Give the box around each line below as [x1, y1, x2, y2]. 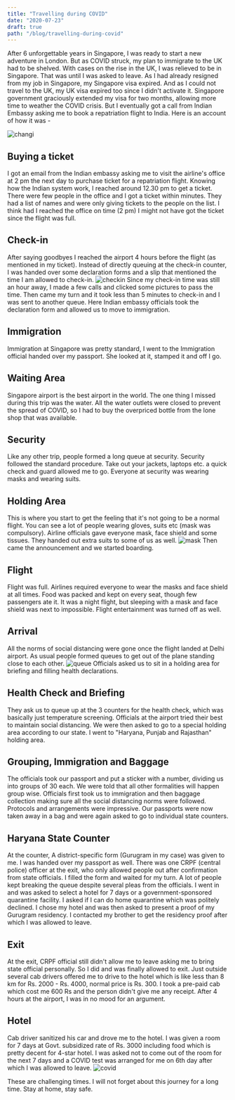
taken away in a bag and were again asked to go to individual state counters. [7, 812, 229, 820]
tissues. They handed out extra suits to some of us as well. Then [7, 536, 217, 545]
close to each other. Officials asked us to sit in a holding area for [7, 659, 220, 667]
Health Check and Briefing [7, 687, 125, 699]
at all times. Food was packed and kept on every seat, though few [7, 590, 198, 599]
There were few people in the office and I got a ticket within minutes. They [7, 191, 222, 200]
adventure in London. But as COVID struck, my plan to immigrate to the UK [7, 57, 222, 65]
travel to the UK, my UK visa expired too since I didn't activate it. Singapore [7, 87, 224, 95]
